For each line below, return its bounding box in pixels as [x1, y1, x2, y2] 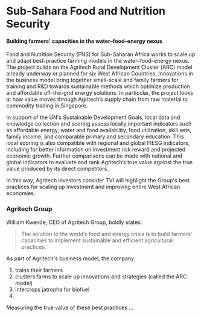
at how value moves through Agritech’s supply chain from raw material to [6, 95, 188, 103]
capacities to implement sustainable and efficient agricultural [21, 237, 173, 244]
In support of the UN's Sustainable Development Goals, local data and [6, 114, 180, 121]
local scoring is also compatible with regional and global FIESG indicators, [6, 139, 190, 147]
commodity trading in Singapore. [6, 102, 88, 109]
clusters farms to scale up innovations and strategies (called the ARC [14, 273, 187, 280]
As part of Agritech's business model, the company [6, 255, 135, 262]
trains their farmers [14, 266, 63, 274]
